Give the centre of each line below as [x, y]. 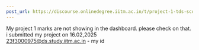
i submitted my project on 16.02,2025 [52, 34]
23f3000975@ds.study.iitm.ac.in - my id [55, 41]
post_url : [18, 11]
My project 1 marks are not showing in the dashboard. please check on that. [99, 28]
